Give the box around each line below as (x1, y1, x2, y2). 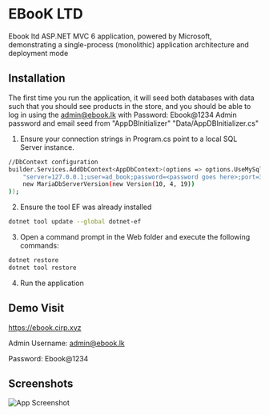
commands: (19, 241, 59, 250)
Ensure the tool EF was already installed (19, 202, 152, 212)
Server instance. (19, 142, 74, 152)
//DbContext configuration (8, 158, 98, 166)
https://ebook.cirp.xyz (8, 322, 82, 332)
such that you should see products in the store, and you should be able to (8, 101, 251, 111)
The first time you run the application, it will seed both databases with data (8, 93, 255, 103)
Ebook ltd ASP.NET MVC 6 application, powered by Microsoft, (8, 31, 212, 41)
